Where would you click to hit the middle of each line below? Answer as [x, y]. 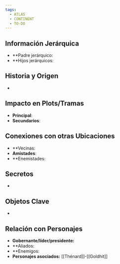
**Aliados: [23, 246]
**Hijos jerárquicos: [33, 61]
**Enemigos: [26, 251]
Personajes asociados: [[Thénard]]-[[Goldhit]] [60, 256]
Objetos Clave [27, 201]
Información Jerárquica [42, 43]
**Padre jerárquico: [33, 55]
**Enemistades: [29, 158]
